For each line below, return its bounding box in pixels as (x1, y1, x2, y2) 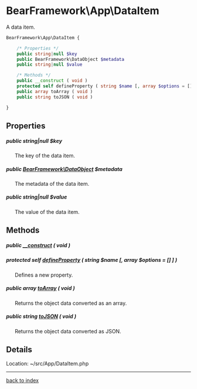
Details (6, 344, 32, 354)
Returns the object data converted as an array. (14, 299, 127, 306)
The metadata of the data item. (14, 180, 90, 187)
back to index (6, 377, 39, 384)
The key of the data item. (14, 152, 75, 159)
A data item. (6, 23, 35, 30)
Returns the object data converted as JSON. (14, 327, 121, 335)
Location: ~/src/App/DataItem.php (6, 360, 89, 367)
